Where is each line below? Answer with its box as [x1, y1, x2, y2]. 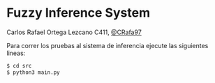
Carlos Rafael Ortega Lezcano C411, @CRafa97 [6, 28, 142, 36]
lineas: [6, 49, 26, 57]
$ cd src [6, 62, 32, 69]
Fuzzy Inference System [6, 5, 151, 21]
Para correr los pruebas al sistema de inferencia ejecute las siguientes [6, 41, 209, 50]
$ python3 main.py [6, 68, 60, 76]
